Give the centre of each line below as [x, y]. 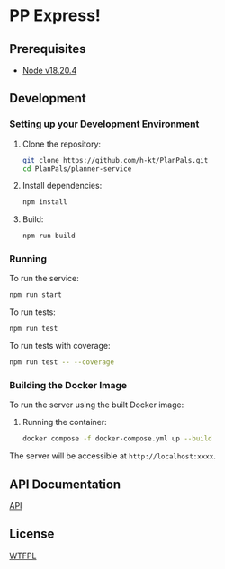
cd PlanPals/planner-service [77, 169]
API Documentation [65, 484]
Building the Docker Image [68, 386]
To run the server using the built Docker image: [97, 405]
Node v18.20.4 [49, 70]
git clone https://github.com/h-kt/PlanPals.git [115, 160]
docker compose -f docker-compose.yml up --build [117, 439]
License [32, 534]
